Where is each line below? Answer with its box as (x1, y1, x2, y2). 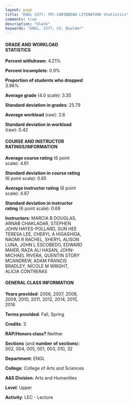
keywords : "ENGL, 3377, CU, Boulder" (5, 26, 84, 31)
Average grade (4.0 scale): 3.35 (5, 92, 71, 98)
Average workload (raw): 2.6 (5, 112, 65, 118)
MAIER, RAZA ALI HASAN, (5, 247, 59, 253)
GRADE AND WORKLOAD (5, 41, 58, 48)
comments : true (5, 17, 37, 22)
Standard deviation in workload (5, 121, 72, 128)
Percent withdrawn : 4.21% (5, 58, 61, 64)
